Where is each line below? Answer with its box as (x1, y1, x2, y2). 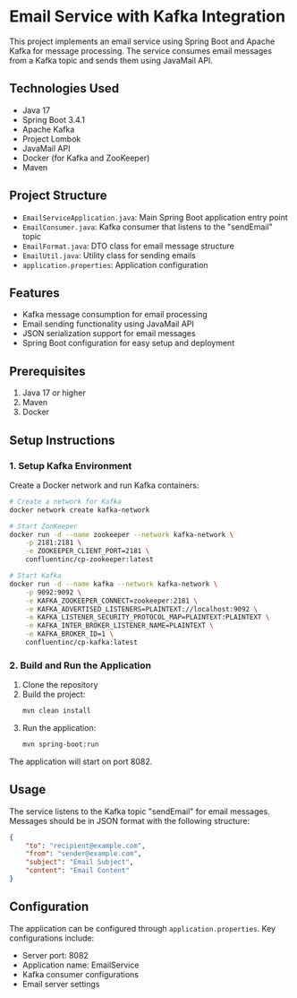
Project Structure (9, 188, 107, 204)
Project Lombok (21, 133, 81, 144)
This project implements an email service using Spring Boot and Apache (9, 36, 276, 47)
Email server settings (21, 978, 100, 989)
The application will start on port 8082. (9, 756, 153, 767)
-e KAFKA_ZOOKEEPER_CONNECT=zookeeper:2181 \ (25, 596, 199, 605)
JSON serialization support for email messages (21, 328, 196, 339)
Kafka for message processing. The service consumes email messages (9, 45, 273, 56)
